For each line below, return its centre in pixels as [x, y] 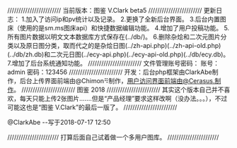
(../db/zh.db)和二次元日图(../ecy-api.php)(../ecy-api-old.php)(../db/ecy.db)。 [118, 54]
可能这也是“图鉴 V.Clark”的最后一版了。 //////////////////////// [92, 107]
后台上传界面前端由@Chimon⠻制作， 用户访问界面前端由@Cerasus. [117, 81]
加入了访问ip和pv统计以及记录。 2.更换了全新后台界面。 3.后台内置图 [126, 19]
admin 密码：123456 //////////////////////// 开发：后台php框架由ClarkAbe [110, 72]
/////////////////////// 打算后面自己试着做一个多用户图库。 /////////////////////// [113, 137]
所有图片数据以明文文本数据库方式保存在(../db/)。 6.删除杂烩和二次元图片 [114, 37]
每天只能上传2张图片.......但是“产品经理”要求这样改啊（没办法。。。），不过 [123, 98]
